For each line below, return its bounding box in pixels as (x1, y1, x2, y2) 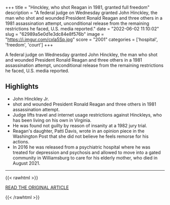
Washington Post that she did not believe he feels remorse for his (12, 133, 149, 139)
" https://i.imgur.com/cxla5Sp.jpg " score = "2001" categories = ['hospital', (5, 36, 158, 42)
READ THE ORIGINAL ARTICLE (5, 184, 69, 190)
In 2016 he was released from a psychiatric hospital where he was (12, 144, 151, 150)
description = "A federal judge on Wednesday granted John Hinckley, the (5, 10, 158, 16)
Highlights (5, 82, 39, 91)
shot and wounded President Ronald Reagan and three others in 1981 (12, 101, 156, 107)
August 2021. (12, 160, 40, 166)
